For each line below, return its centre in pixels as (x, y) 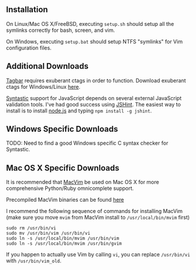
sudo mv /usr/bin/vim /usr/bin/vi (48, 234)
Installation (27, 10)
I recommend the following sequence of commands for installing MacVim (94, 211)
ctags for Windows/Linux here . (43, 86)
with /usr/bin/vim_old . (34, 261)
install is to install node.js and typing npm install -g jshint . (79, 111)
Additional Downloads (48, 66)
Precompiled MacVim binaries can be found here (65, 200)
